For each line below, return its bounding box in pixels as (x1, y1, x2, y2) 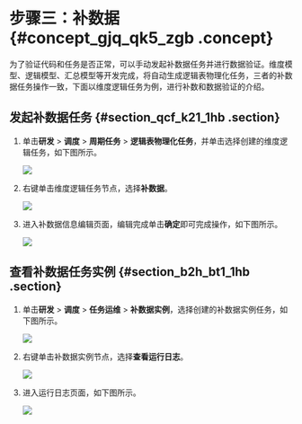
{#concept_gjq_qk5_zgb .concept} (9, 28, 274, 49)
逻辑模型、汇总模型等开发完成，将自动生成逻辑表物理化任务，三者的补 (24, 69, 285, 81)
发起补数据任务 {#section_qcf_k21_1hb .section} (9, 110, 280, 126)
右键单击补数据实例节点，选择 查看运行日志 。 (22, 351, 189, 362)
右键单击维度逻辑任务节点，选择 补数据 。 (22, 182, 173, 193)
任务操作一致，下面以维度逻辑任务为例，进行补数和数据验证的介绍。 (16, 81, 270, 92)
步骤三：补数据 (9, 8, 120, 29)
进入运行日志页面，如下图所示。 (22, 387, 141, 398)
